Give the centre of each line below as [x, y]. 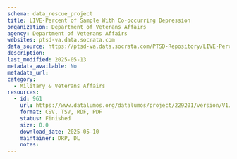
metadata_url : [28, 72]
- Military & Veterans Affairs [60, 86]
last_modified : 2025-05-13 [47, 60]
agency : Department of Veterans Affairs [68, 33]
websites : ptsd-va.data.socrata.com [61, 40]
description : [26, 53]
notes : [30, 145]
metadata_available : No [42, 66]
